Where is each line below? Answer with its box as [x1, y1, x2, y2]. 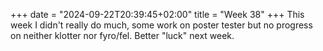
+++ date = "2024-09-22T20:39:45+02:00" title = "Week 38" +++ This [10, 9, 305, 20]
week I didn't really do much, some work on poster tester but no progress [10, 19, 313, 31]
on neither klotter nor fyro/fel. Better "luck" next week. [10, 30, 235, 41]
